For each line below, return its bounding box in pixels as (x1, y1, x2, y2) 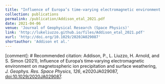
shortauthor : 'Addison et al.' (5, 39, 70, 44)
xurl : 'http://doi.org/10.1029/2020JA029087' (5, 35, 101, 40)
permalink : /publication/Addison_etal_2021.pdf (5, 16, 106, 21)
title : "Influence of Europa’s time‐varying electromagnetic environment (5, 7, 161, 12)
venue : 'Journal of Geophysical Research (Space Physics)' (5, 26, 130, 30)
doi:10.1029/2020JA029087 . (5, 73, 63, 79)
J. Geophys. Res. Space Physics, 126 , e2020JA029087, (5, 68, 118, 74)
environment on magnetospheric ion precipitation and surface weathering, (5, 63, 157, 69)
